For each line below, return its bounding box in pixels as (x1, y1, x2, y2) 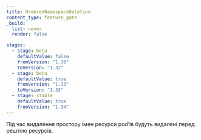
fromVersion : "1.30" (17, 59, 69, 65)
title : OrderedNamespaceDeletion (6, 8, 91, 15)
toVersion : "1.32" (17, 65, 64, 71)
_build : (6, 20, 26, 26)
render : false (12, 31, 47, 37)
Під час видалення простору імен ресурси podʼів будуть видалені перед (6, 120, 195, 127)
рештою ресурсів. (6, 127, 53, 134)
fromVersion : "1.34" (17, 104, 69, 110)
